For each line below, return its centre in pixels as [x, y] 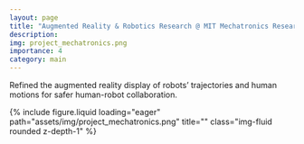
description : [34, 34]
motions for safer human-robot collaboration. [94, 94]
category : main [38, 59]
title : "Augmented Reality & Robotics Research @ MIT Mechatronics [139, 26]
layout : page [34, 18]
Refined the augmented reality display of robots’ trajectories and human [143, 85]
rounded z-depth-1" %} [53, 131]
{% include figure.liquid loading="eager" [85, 112]
